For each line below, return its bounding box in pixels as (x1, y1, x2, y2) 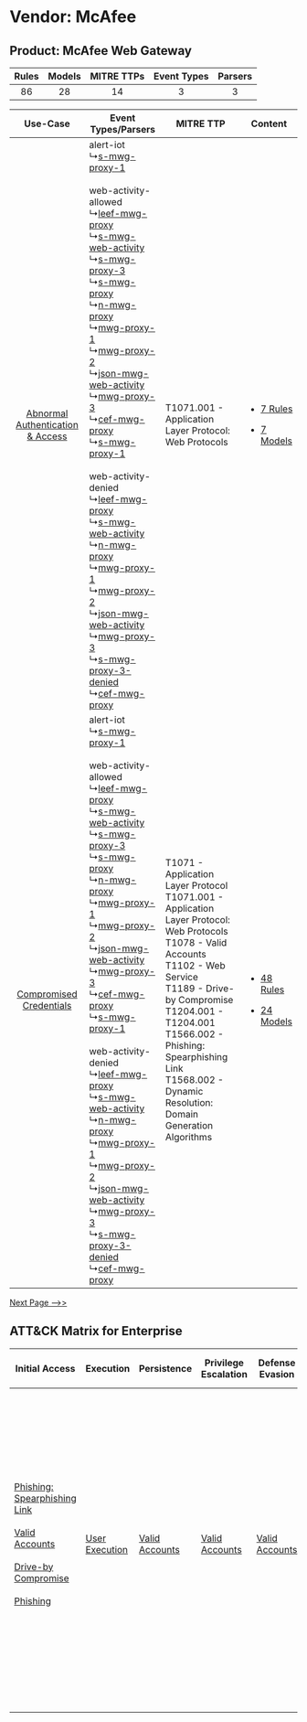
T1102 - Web (164, 959, 226, 971)
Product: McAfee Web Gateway (9, 43, 192, 59)
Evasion (259, 1367, 295, 1380)
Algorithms (164, 1131, 213, 1143)
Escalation (200, 1367, 249, 1380)
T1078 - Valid (164, 936, 228, 948)
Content (250, 117, 288, 130)
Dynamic (164, 1086, 204, 1097)
